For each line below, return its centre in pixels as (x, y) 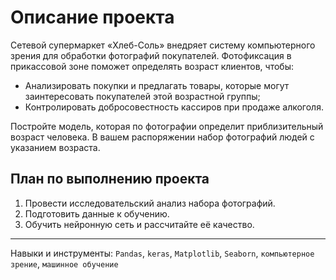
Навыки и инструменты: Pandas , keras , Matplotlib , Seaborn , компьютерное (162, 253)
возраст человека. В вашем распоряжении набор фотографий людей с (162, 137)
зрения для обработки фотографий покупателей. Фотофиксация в (151, 55)
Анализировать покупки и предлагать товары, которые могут (157, 85)
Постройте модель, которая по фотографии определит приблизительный (167, 126)
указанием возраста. (55, 147)
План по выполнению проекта (110, 179)
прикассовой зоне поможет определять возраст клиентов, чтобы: (152, 66)
